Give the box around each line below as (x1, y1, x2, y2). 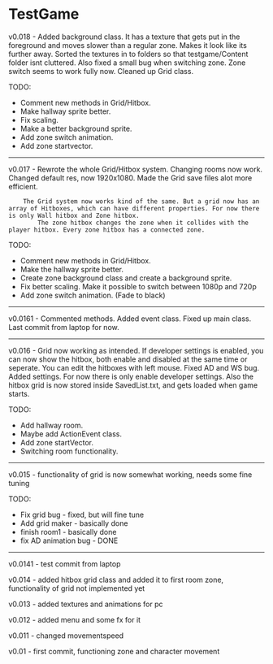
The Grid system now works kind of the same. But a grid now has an (23, 197, 260, 206)
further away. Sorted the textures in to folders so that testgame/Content (8, 49, 249, 59)
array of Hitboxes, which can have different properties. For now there (8, 204, 260, 212)
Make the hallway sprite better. (19, 264, 124, 274)
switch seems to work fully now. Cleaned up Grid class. (8, 66, 193, 76)
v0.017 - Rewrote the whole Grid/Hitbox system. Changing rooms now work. (8, 164, 262, 174)
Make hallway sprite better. (19, 106, 111, 116)
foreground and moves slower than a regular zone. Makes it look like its (8, 40, 248, 50)
